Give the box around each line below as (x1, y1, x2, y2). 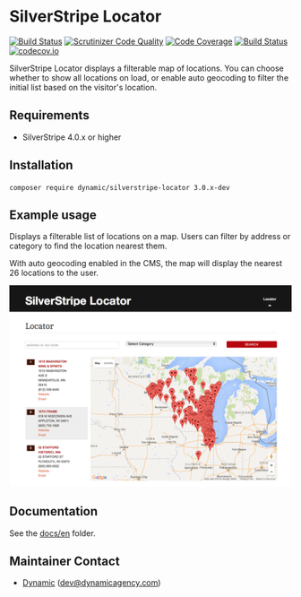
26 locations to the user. (9, 267, 99, 279)
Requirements (9, 108, 90, 123)
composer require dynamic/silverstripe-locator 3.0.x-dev (9, 183, 230, 192)
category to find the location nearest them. (9, 240, 168, 252)
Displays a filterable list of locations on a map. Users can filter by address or (9, 231, 291, 242)
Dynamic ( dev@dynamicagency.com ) (21, 577, 161, 588)
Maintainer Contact (9, 553, 120, 568)
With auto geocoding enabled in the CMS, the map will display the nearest (9, 258, 282, 269)
